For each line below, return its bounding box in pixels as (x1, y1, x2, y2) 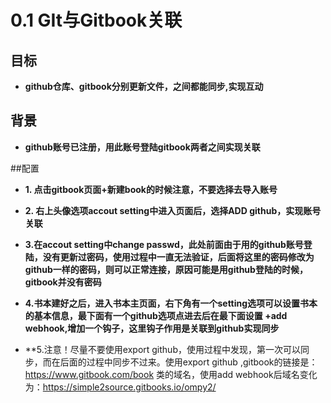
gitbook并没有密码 (24, 276, 102, 288)
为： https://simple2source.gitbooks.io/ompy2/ (24, 381, 217, 393)
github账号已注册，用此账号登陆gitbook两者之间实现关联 (24, 141, 261, 153)
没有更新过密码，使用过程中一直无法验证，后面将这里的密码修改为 (42, 251, 315, 263)
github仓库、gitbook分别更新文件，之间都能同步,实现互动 (24, 81, 264, 92)
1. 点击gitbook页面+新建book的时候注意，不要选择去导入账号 (24, 183, 278, 195)
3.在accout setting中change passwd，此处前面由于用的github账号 (24, 238, 304, 250)
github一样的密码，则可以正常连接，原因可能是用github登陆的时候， (24, 263, 308, 275)
